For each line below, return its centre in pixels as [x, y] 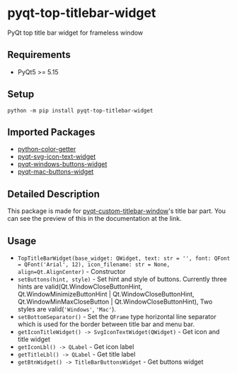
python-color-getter [47, 149]
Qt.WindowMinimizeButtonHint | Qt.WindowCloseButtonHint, [106, 294]
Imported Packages [51, 132]
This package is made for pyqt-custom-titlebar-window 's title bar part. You [117, 211]
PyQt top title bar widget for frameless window [75, 33]
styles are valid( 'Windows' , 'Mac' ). [67, 309]
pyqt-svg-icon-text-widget [57, 156]
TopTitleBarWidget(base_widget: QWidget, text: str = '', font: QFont [124, 258]
